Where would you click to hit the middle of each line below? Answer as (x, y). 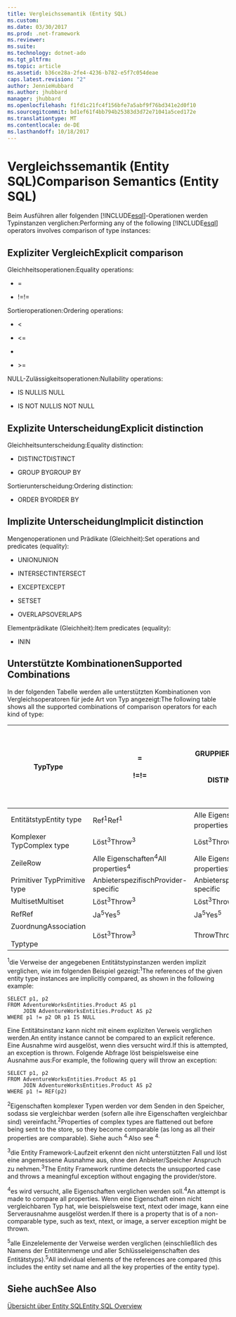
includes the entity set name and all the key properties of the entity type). (113, 1267)
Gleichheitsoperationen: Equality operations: (71, 270)
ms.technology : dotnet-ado (47, 53)
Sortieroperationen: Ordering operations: (65, 311)
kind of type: (26, 714)
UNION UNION (38, 559)
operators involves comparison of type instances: (79, 231)
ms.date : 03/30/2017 (38, 27)
